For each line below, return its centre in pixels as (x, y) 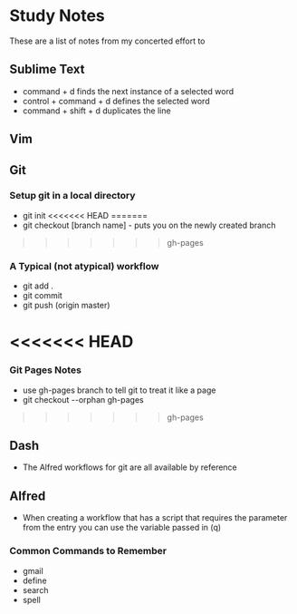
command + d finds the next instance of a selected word (128, 91)
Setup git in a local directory (72, 196)
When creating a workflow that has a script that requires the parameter (155, 518)
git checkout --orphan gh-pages (83, 399)
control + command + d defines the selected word (116, 101)
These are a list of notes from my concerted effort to (107, 41)
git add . (38, 286)
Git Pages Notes (45, 370)
